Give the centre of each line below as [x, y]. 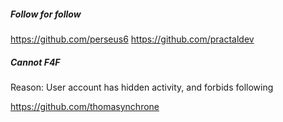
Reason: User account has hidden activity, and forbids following [142, 87]
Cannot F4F [35, 62]
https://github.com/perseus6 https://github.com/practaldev [132, 39]
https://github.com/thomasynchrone [85, 106]
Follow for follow [46, 14]
